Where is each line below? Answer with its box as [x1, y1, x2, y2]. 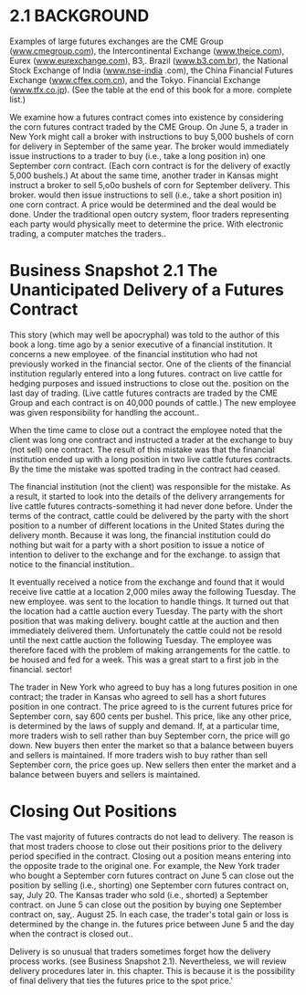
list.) [9, 93, 26, 105]
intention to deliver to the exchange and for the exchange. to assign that [9, 549, 280, 560]
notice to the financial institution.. [9, 558, 135, 569]
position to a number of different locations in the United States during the [9, 520, 285, 531]
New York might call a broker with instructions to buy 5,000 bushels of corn [9, 131, 294, 142]
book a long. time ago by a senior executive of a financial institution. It [9, 339, 273, 350]
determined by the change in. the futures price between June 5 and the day [9, 918, 295, 929]
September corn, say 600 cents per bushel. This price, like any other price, [9, 710, 292, 722]
